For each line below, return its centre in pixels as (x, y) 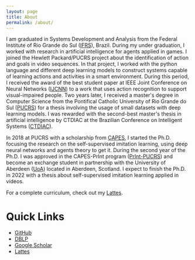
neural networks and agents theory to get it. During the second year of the (96, 150)
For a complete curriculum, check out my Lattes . (64, 193)
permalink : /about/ (30, 22)
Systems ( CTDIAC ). (30, 126)
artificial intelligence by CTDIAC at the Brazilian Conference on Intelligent (94, 120)
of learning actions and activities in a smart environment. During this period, (97, 76)
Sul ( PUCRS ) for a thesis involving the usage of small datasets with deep (93, 108)
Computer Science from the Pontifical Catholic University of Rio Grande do (96, 102)
